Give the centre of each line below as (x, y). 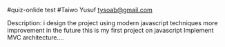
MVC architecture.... (36, 37)
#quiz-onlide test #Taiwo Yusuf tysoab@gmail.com (80, 10)
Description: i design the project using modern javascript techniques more (112, 23)
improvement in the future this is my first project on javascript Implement (110, 30)
